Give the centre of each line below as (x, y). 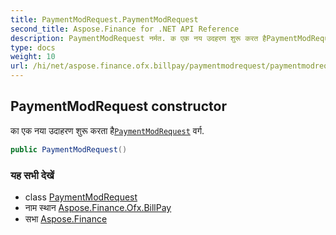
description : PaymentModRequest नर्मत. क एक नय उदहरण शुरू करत (134, 38)
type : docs (33, 47)
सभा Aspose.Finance (66, 218)
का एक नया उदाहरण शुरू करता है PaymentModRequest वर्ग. (107, 130)
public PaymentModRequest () (69, 149)
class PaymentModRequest (81, 197)
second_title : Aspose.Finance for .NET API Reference (125, 29)
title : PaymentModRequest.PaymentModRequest (104, 19)
